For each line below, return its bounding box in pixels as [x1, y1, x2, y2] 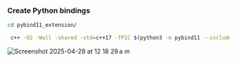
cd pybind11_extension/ [7, 22, 78, 29]
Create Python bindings [7, 6, 90, 15]
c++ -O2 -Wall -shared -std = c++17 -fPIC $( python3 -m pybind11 [10, 35, 200, 42]
